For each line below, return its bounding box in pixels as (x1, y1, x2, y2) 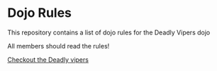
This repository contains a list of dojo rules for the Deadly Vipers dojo (7, 28, 211, 37)
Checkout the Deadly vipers (7, 55, 89, 64)
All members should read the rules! (7, 41, 110, 50)
